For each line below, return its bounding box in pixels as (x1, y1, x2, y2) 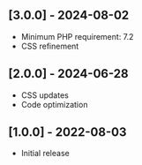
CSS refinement (20, 41, 79, 51)
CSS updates (20, 89, 70, 101)
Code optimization (20, 99, 88, 109)
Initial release (20, 148, 70, 159)
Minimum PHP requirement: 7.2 (20, 31, 134, 41)
